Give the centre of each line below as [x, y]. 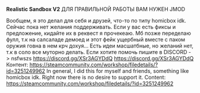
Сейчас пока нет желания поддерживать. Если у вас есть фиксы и [91, 27]
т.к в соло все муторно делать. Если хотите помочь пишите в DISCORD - [99, 52]
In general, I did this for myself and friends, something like [118, 71]
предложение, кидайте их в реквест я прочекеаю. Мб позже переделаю [99, 33]
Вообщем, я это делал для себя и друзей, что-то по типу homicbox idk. [96, 20]
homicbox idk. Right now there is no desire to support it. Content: [86, 77]
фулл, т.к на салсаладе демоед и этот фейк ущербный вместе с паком [96, 39]
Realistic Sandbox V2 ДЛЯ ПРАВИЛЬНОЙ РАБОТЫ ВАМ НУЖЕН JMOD [96, 9]
